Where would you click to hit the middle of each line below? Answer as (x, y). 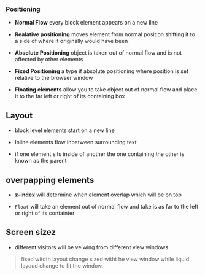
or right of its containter (44, 213)
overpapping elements (50, 180)
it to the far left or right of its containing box (70, 96)
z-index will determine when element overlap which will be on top (98, 195)
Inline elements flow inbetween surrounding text (75, 142)
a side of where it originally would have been (71, 41)
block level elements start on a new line (64, 130)
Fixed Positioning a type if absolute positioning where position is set (101, 71)
